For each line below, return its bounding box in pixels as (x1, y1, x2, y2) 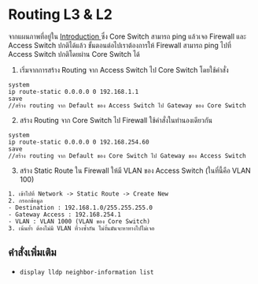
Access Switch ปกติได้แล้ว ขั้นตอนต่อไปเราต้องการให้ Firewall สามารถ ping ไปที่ (8, 40, 232, 50)
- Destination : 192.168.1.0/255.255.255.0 (8, 204, 153, 211)
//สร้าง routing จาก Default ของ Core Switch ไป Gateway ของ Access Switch (8, 151, 246, 159)
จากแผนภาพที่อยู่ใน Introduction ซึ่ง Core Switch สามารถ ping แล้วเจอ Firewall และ (8, 32, 246, 41)
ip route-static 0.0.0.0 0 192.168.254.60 (8, 138, 149, 146)
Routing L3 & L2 (8, 6, 112, 24)
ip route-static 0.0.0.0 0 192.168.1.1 (8, 88, 139, 95)
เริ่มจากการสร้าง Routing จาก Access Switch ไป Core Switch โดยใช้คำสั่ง (19, 65, 230, 74)
